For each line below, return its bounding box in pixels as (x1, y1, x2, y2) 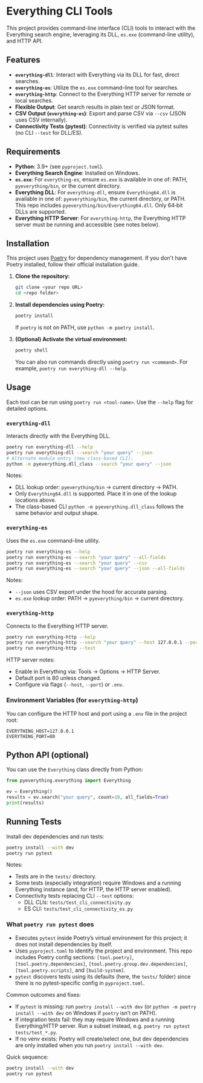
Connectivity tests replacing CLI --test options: (14, 892, 134, 900)
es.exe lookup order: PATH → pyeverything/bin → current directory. (14, 595, 184, 602)
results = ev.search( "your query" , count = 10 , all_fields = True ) (6, 794, 169, 801)
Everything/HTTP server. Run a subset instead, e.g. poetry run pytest (14, 1022, 190, 1030)
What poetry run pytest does (6, 920, 95, 929)
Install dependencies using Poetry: (14, 301, 105, 308)
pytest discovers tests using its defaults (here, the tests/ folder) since (14, 973, 191, 980)
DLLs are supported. (14, 208, 66, 215)
